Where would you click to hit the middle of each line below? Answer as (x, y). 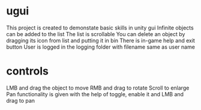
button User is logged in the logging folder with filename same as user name (100, 47)
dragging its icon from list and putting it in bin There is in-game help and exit (100, 40)
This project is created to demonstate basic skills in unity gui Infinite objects (100, 28)
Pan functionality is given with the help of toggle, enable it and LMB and (95, 94)
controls (28, 71)
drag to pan (20, 100)
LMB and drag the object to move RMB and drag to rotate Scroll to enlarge (98, 88)
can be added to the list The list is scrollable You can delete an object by (96, 34)
